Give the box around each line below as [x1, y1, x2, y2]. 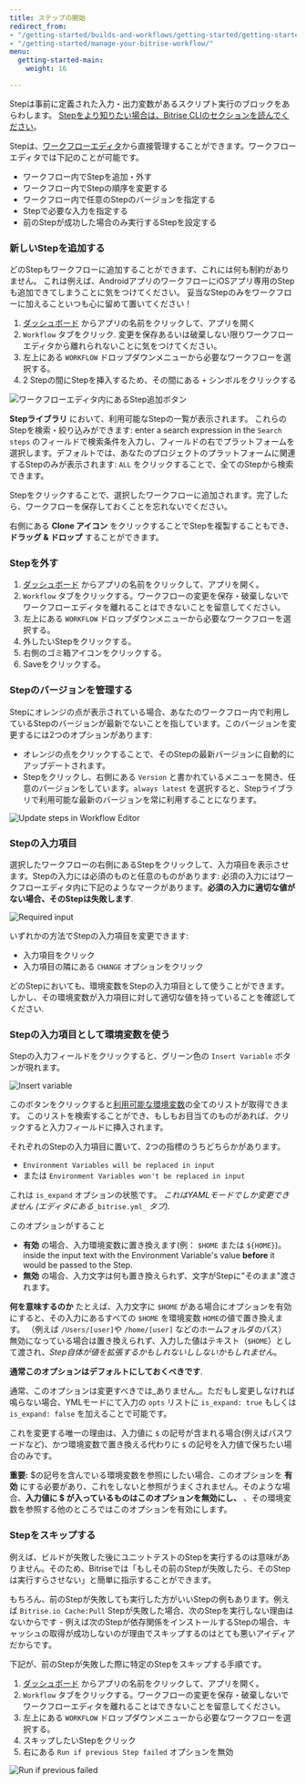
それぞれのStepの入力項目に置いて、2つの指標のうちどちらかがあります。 [9, 1141, 286, 1153]
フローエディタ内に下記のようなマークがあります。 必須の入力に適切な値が [16, 882, 296, 893]
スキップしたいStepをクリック [22, 1735, 137, 1746]
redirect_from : [9, 22, 67, 31]
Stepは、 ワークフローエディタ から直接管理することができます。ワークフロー [9, 140, 297, 151]
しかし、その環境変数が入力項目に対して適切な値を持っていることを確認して [9, 992, 296, 1003]
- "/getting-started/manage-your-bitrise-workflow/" [9, 38, 214, 48]
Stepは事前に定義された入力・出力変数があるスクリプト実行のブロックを [9, 97, 282, 109]
